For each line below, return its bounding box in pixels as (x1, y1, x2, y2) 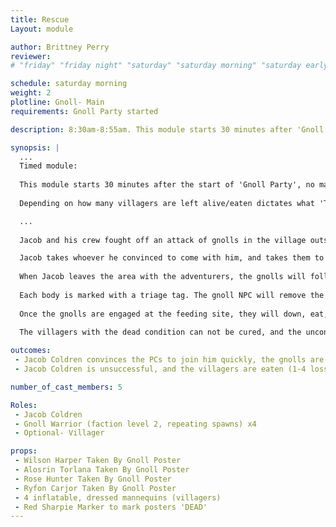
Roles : (10, 400, 38, 410)
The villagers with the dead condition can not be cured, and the (19, 327, 302, 337)
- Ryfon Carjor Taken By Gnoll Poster (14, 483, 177, 493)
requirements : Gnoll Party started (10, 106, 159, 116)
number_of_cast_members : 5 (10, 382, 123, 392)
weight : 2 (10, 88, 52, 98)
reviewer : (10, 51, 52, 61)
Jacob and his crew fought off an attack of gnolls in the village (19, 235, 307, 245)
